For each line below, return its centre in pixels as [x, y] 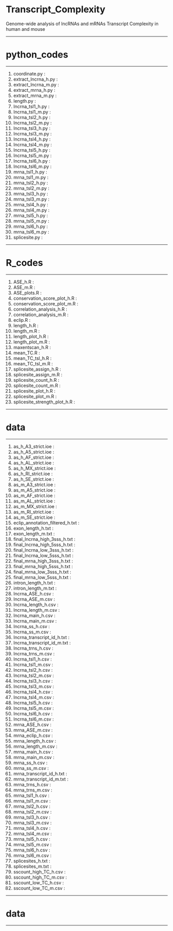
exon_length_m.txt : [34, 534]
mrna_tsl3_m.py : [31, 199]
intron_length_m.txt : [35, 588]
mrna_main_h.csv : [33, 752]
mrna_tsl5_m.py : [31, 221]
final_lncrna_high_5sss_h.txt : [44, 545]
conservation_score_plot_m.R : [46, 303]
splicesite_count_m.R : [37, 385]
